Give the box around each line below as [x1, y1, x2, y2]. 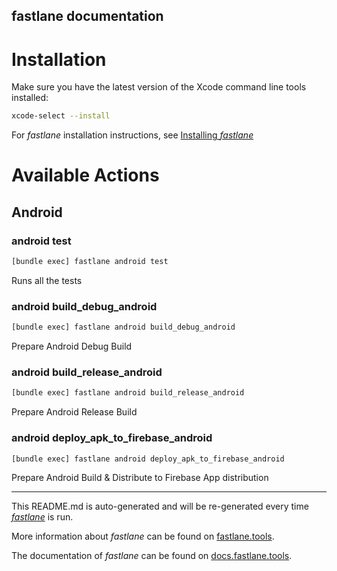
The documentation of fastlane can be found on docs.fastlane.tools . [11, 550, 293, 562]
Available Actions [11, 164, 160, 187]
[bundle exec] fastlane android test [11, 257, 169, 267]
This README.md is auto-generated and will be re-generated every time [11, 500, 309, 513]
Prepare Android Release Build [11, 406, 138, 418]
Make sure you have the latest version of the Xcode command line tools [11, 81, 307, 93]
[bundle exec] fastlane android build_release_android [11, 388, 245, 398]
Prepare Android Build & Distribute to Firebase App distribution [11, 472, 269, 484]
